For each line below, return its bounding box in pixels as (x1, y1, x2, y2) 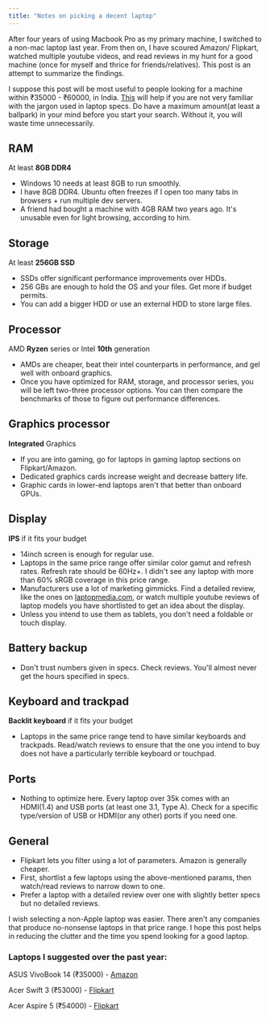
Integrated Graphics (8, 438, 77, 448)
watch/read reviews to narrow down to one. (19, 881, 165, 890)
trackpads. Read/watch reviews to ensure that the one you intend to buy (19, 740, 260, 750)
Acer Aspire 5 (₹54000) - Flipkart (8, 1001, 119, 1011)
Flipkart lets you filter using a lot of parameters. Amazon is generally (19, 855, 247, 865)
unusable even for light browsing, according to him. (19, 213, 191, 223)
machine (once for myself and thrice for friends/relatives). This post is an (8, 60, 251, 69)
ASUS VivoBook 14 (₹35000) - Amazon (8, 970, 139, 979)
